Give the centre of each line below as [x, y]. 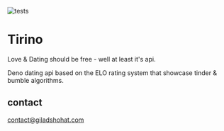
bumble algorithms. [35, 80]
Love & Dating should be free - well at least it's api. [82, 59]
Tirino [25, 40]
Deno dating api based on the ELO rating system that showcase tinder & [112, 73]
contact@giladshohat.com [46, 120]
